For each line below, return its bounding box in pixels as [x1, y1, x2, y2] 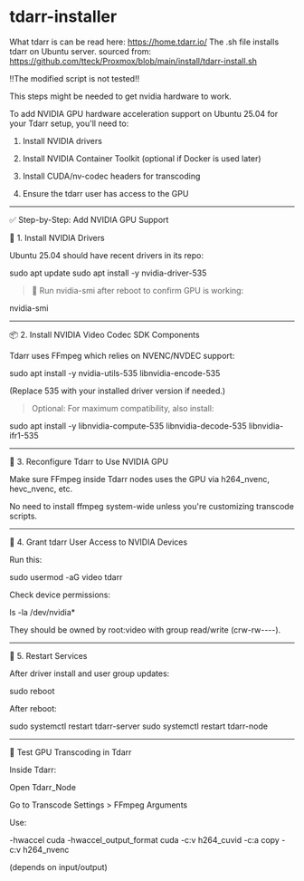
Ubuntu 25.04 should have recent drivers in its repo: [9, 249, 204, 260]
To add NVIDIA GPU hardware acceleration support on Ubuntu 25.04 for [9, 108, 279, 119]
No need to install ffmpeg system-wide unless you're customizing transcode [9, 500, 294, 511]
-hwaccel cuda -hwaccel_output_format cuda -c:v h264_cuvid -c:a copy [9, 834, 280, 845]
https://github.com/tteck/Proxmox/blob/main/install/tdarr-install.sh [9, 55, 258, 66]
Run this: [9, 554, 43, 565]
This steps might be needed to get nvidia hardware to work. [9, 91, 233, 102]
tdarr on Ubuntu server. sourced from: [9, 45, 152, 56]
